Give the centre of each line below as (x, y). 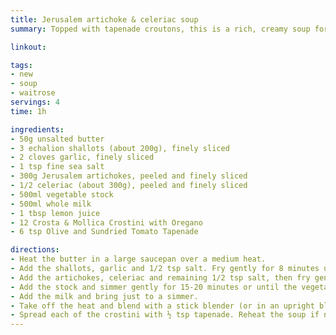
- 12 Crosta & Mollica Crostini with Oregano (106, 222)
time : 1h (28, 111)
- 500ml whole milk (51, 204)
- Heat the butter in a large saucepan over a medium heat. (138, 259)
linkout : (28, 47)
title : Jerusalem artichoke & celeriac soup (104, 19)
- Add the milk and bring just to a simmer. (104, 296)
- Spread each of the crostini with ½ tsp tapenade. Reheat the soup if (165, 315)
